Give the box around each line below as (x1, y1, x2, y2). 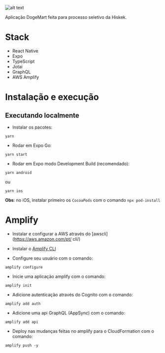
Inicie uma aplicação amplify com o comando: (12, 273, 106, 279)
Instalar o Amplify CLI (12, 245, 56, 252)
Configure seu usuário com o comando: (12, 255, 93, 261)
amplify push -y (5, 343, 38, 348)
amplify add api (5, 319, 38, 324)
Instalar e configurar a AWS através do (12, 230, 91, 237)
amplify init (5, 283, 32, 288)
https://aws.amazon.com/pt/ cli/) (14, 236, 81, 242)
